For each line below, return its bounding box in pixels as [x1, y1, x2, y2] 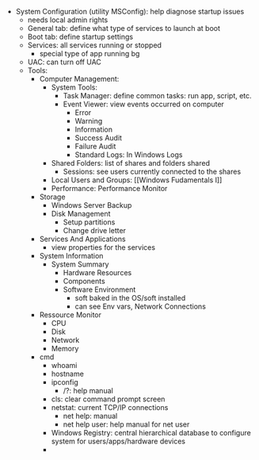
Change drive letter [63, 226, 127, 235]
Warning [74, 117, 103, 125]
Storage [39, 192, 66, 201]
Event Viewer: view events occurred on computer [63, 99, 224, 109]
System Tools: [51, 82, 97, 92]
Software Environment [63, 285, 136, 294]
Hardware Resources [63, 268, 132, 277]
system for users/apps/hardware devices [51, 436, 186, 446]
